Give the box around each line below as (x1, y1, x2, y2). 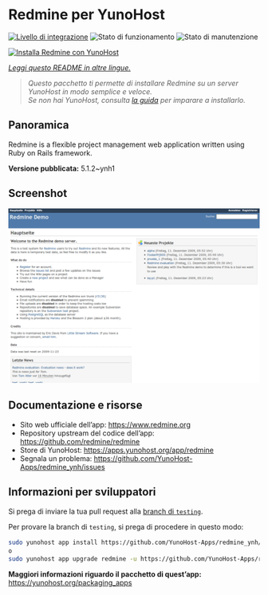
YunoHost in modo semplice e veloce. (27, 86, 153, 97)
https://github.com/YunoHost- (93, 453, 193, 463)
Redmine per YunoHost (8, 6, 166, 24)
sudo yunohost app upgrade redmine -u (8, 555, 137, 563)
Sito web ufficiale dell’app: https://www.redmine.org (19, 420, 191, 429)
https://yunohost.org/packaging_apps (8, 578, 132, 588)
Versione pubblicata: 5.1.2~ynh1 (8, 164, 116, 173)
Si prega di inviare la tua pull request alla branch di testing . (8, 506, 203, 516)
